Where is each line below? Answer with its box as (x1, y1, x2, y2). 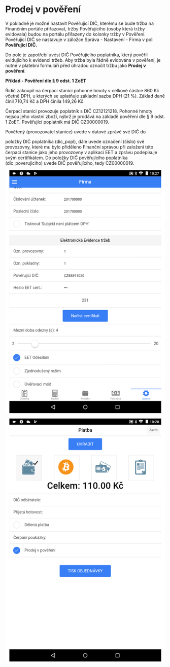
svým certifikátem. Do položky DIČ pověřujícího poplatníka (5, 155, 128, 161)
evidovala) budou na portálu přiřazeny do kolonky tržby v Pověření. (5, 31, 146, 37)
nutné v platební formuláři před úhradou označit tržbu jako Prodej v (5, 62, 146, 68)
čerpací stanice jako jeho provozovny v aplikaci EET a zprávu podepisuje (5, 149, 157, 155)
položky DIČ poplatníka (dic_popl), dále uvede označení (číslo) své (5, 138, 145, 144)
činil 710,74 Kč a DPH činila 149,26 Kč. (5, 98, 85, 104)
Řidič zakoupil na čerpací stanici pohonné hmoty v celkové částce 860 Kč (5, 87, 160, 93)
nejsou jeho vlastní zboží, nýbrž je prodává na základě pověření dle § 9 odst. (5, 113, 165, 120)
